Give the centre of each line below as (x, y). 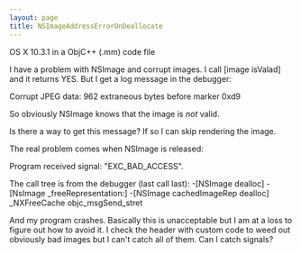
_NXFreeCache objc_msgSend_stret (76, 203)
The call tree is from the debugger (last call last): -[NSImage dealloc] (137, 183)
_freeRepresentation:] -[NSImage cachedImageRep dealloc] (158, 193)
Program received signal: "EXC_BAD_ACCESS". (96, 166)
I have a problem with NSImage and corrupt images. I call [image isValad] (145, 69)
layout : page (34, 18)
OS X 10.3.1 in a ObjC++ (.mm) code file (82, 51)
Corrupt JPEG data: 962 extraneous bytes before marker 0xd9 (125, 96)
